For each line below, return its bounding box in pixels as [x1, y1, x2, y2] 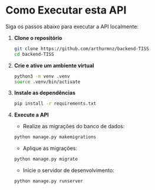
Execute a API [14, 111, 49, 118]
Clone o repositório [14, 34, 62, 41]
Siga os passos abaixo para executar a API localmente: [5, 23, 139, 30]
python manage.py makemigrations [14, 134, 97, 140]
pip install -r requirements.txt [14, 101, 97, 106]
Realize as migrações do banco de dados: [22, 123, 125, 130]
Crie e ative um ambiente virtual [14, 62, 94, 69]
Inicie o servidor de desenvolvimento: [22, 167, 114, 174]
